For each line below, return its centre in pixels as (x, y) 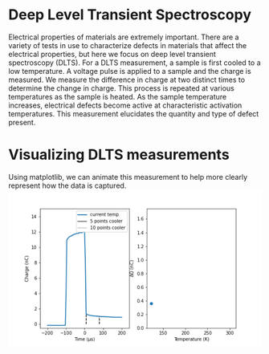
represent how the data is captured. (67, 185)
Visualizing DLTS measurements (119, 155)
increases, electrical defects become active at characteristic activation (125, 105)
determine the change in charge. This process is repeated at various (121, 88)
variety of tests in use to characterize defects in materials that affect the (128, 45)
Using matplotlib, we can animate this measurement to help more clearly (128, 177)
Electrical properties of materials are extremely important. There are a (124, 37)
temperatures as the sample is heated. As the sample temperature (118, 96)
